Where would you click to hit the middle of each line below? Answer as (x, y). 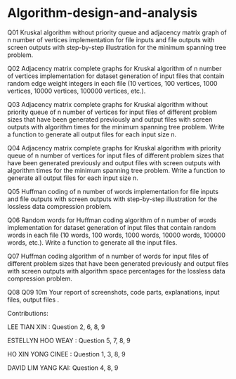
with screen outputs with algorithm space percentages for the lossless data (117, 271)
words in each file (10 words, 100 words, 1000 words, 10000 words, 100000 (117, 235)
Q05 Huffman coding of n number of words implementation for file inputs (113, 191)
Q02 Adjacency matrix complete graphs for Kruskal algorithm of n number (114, 68)
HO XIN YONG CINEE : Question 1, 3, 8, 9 (66, 354)
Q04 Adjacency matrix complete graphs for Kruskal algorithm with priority (114, 148)
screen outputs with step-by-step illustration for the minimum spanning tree (117, 47)
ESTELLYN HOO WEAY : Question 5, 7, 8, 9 (69, 340)
